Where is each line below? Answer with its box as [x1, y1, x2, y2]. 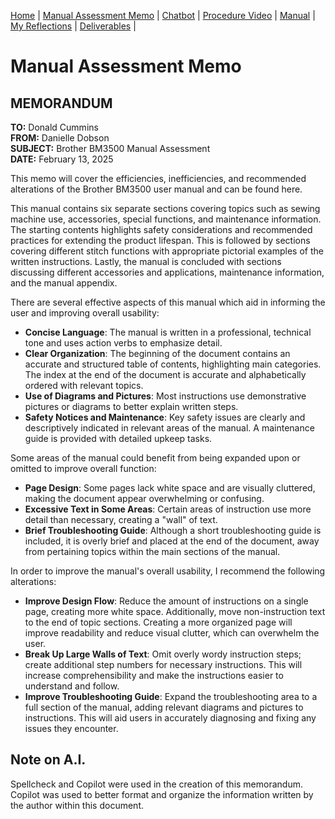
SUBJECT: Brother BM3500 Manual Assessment [10, 143, 211, 154]
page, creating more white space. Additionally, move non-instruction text [24, 606, 326, 617]
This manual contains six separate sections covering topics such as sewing [10, 203, 321, 214]
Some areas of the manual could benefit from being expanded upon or [10, 452, 301, 464]
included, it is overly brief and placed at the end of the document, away [24, 535, 320, 547]
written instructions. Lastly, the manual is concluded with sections [10, 256, 282, 267]
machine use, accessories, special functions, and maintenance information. [10, 213, 322, 225]
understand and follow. [24, 680, 120, 692]
